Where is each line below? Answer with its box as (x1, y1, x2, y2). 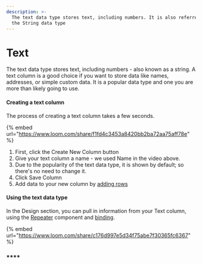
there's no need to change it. (14, 167, 87, 174)
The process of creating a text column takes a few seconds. (6, 112, 155, 119)
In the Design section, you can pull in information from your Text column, (6, 207, 186, 214)
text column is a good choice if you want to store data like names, (6, 72, 169, 79)
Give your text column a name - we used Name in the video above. (14, 155, 180, 162)
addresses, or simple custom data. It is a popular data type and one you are (6, 79, 194, 86)
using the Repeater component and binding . (6, 213, 115, 221)
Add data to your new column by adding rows (14, 180, 128, 187)
